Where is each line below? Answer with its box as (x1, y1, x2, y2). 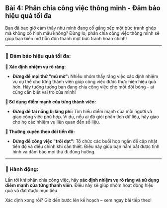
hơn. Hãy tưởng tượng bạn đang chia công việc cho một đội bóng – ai (12, 84, 154, 90)
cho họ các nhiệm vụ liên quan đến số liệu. (12, 119, 100, 125)
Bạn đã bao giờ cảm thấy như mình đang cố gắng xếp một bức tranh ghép (5, 25, 157, 31)
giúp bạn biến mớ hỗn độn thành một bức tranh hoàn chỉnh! (5, 35, 127, 41)
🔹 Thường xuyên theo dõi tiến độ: (5, 129, 75, 135)
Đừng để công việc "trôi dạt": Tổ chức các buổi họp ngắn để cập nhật (12, 139, 158, 144)
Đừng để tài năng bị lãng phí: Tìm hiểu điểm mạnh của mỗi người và (12, 109, 153, 115)
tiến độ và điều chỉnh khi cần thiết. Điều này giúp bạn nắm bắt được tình (12, 143, 160, 149)
